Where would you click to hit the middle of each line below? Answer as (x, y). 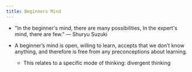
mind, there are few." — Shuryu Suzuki (61, 34)
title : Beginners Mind (34, 11)
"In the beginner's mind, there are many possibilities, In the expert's (96, 28)
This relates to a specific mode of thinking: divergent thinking (97, 63)
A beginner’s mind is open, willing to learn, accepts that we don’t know (100, 45)
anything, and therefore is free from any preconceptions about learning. (101, 51)
